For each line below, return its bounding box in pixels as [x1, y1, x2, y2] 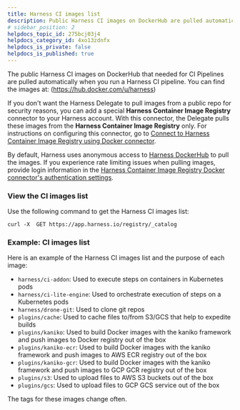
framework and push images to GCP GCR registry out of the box [17, 366, 207, 374]
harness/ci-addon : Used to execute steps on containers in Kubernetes [17, 275, 224, 284]
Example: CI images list [7, 237, 91, 247]
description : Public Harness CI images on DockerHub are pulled [7, 17, 203, 24]
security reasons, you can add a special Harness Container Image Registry [7, 106, 231, 115]
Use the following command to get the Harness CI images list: [7, 207, 189, 216]
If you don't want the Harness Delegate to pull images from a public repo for [7, 98, 232, 107]
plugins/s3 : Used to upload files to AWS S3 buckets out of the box [17, 374, 214, 382]
